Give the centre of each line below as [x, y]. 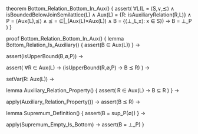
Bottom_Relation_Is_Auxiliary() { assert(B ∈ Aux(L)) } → [73, 45]
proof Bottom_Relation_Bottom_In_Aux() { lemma [65, 38]
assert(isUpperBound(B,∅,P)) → [45, 56]
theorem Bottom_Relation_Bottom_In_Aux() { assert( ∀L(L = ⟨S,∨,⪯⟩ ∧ [90, 9]
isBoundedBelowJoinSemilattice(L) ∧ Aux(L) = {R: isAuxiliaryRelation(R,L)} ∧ [99, 15]
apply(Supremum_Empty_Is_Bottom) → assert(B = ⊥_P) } [75, 125]
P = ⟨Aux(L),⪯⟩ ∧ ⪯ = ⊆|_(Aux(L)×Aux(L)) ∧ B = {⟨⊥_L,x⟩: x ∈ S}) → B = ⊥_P [99, 21]
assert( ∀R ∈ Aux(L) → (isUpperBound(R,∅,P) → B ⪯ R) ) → [78, 68]
